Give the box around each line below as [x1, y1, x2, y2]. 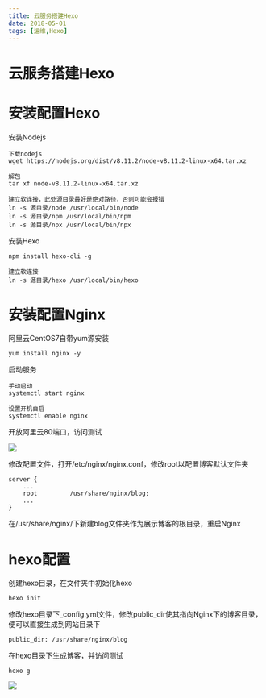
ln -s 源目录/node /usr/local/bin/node [8, 203, 139, 212]
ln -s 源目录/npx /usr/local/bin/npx [8, 221, 131, 229]
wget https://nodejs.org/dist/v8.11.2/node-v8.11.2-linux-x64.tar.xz [8, 156, 247, 165]
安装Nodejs [8, 132, 47, 142]
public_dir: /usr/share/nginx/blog [8, 636, 128, 644]
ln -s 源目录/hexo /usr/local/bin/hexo [8, 276, 139, 285]
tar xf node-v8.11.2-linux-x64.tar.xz [8, 179, 139, 188]
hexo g [8, 667, 31, 675]
